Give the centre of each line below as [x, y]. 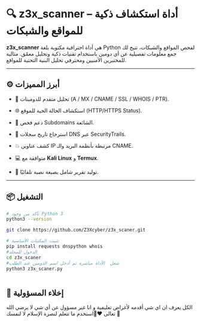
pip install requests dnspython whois [54, 246]
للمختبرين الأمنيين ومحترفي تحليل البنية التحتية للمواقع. [66, 60]
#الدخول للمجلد [22, 252]
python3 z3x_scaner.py [34, 269]
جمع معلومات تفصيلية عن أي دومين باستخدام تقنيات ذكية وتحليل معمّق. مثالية [92, 53]
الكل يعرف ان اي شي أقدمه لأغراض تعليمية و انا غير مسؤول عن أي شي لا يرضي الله [99, 307]
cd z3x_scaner [24, 257]
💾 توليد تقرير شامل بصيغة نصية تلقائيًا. [57, 172]
